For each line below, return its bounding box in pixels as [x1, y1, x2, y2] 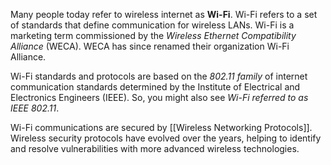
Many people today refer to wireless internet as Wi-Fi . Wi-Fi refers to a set [10, 9, 318, 20]
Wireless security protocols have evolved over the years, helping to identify [10, 132, 322, 144]
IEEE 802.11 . [10, 102, 60, 114]
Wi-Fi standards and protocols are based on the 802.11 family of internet [10, 70, 308, 82]
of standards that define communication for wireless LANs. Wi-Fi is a [10, 19, 295, 31]
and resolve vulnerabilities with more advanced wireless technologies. [10, 143, 300, 154]
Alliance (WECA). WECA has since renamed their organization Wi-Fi [10, 40, 290, 52]
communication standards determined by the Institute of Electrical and [10, 81, 301, 93]
